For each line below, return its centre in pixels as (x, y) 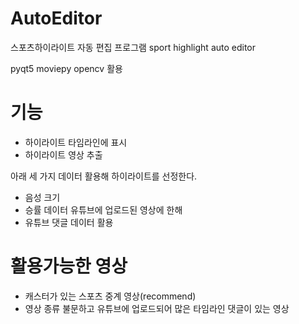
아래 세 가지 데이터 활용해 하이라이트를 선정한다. (104, 176)
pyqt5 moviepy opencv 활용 (66, 68)
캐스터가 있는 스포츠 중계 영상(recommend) (110, 296)
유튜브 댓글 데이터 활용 (69, 222)
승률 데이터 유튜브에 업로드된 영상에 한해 (103, 209)
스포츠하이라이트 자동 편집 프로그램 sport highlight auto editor (133, 47)
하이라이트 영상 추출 (63, 154)
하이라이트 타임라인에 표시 (76, 142)
